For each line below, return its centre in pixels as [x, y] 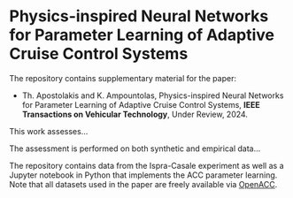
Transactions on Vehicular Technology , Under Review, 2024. [135, 114]
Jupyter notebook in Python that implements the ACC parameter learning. [143, 175]
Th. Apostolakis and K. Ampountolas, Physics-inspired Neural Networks [153, 95]
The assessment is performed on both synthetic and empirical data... [135, 148]
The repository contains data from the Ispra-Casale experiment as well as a [146, 165]
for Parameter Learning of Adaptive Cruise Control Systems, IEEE [141, 104]
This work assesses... [49, 131]
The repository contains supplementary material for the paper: [123, 78]
